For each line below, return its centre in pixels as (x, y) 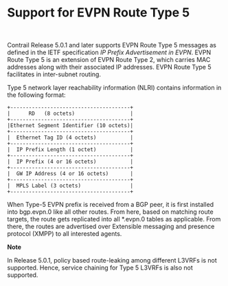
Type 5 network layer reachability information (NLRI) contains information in (114, 87)
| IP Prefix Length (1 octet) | (70, 149)
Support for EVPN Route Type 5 (99, 13)
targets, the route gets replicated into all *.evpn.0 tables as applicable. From (114, 219)
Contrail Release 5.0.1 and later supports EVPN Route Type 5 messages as (112, 45)
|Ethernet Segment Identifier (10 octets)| (70, 125)
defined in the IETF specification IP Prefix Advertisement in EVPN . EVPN (109, 52)
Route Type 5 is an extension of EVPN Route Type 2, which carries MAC (109, 59)
